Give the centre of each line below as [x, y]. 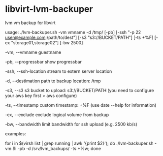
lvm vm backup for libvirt [30, 23]
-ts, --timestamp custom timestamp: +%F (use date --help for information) [81, 105]
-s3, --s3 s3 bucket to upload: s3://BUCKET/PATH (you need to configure [80, 90]
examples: [16, 133]
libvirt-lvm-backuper [49, 9]
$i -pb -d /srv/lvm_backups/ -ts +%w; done [57, 148]
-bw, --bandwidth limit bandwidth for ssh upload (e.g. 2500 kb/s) [71, 124]
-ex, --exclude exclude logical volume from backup [57, 115]
